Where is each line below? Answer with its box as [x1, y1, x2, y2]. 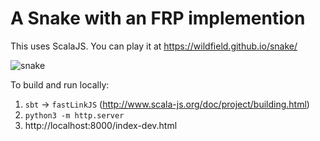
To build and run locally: [10, 78, 110, 91]
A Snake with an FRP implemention [10, 7, 306, 30]
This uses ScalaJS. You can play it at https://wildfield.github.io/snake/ [10, 40, 298, 52]
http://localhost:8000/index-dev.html [24, 119, 178, 131]
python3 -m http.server [24, 110, 125, 121]
